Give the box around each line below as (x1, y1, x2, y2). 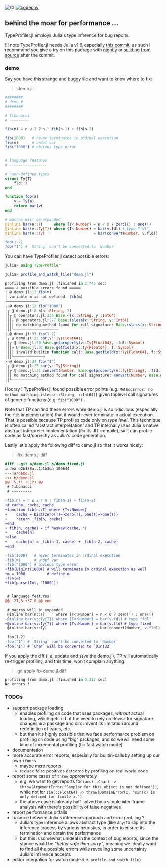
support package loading (12, 705, 64, 711)
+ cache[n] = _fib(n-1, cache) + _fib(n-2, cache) (5, 539, 119, 544)
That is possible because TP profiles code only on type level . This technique (5, 417, 161, 423)
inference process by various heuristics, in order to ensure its (19, 824, 145, 831)
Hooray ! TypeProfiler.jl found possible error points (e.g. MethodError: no (5, 386, 153, 392)
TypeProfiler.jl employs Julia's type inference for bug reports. (5, 32, 130, 38)
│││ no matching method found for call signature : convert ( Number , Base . (5, 373, 161, 378)
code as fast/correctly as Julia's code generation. (5, 433, 106, 438)
